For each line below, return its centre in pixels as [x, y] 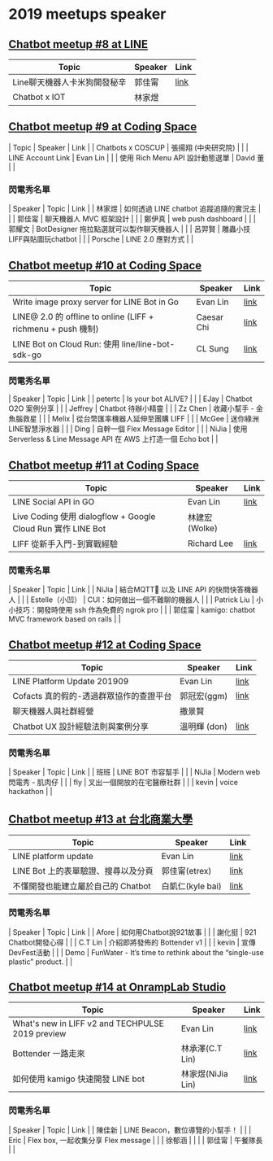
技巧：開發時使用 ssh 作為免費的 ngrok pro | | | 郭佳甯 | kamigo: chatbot [135, 610]
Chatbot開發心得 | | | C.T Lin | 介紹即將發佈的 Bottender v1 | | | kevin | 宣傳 [132, 942]
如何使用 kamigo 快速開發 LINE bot [78, 1079]
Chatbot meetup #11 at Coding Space [104, 465]
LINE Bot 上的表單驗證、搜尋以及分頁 [83, 871]
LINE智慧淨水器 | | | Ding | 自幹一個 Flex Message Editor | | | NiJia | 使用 [128, 429]
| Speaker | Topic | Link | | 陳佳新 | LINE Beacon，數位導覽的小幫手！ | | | [130, 1130]
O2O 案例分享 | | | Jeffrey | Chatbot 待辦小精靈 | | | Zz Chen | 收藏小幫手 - [131, 408]
